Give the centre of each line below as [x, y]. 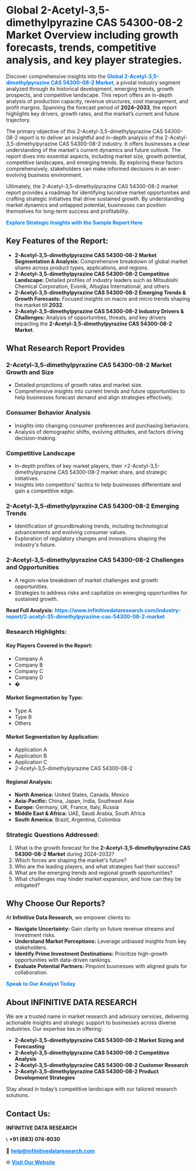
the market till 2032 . [39, 305]
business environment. [55, 175]
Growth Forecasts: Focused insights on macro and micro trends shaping [102, 298]
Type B [23, 717]
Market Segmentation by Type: [44, 698]
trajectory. [18, 120]
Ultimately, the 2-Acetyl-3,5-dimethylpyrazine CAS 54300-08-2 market [92, 186]
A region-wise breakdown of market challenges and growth [86, 580]
